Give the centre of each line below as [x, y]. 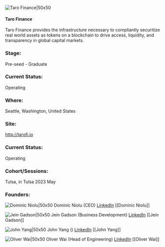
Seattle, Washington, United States [40, 111]
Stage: [13, 53]
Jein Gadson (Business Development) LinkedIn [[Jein [105, 215]
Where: [14, 100]
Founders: [18, 194]
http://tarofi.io [19, 135]
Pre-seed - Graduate [26, 64]
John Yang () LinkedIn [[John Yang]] [84, 230]
